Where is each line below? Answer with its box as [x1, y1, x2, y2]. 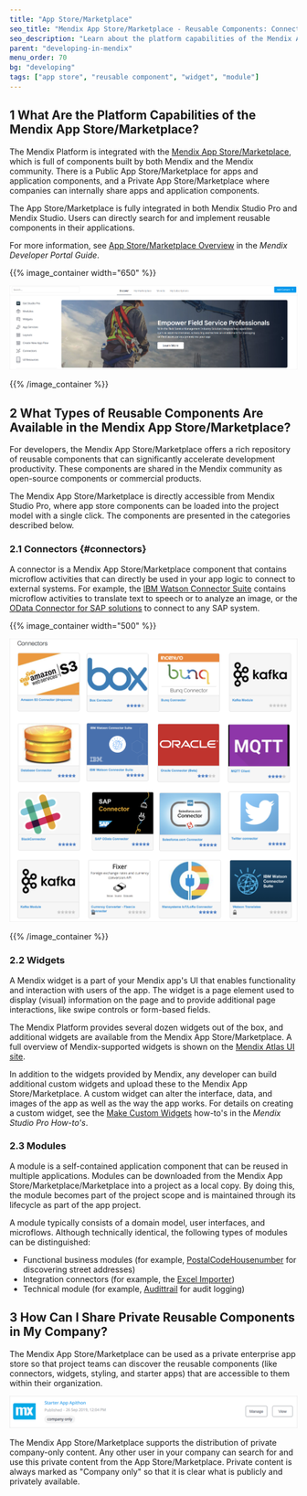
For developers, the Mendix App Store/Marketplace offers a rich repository [9, 444, 291, 455]
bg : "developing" [9, 63, 76, 72]
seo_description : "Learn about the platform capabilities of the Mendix [9, 34, 292, 43]
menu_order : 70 [9, 53, 68, 63]
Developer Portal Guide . [9, 249, 101, 260]
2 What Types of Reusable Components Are [9, 405, 264, 420]
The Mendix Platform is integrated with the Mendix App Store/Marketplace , [9, 146, 292, 157]
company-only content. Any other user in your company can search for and [9, 1447, 294, 1458]
